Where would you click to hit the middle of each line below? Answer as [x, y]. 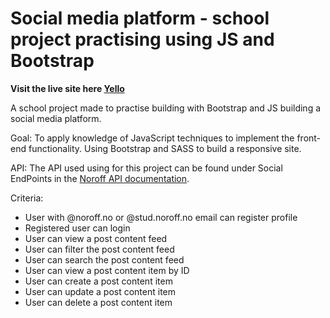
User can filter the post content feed [99, 249]
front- [309, 138]
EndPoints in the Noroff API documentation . [100, 178]
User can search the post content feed [104, 259]
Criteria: [27, 198]
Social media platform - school [140, 18]
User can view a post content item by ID [107, 270]
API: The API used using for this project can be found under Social [146, 168]
